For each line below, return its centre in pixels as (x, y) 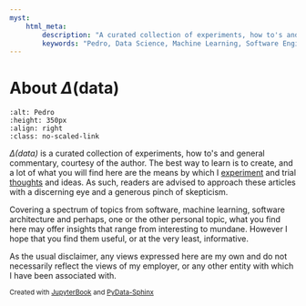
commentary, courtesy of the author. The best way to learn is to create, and (151, 163)
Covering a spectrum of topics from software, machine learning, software (147, 209)
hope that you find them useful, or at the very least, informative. (129, 239)
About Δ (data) (65, 88)
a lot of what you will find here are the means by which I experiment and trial (153, 173)
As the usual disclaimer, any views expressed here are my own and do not (148, 257)
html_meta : (46, 26)
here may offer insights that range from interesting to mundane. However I (149, 229)
